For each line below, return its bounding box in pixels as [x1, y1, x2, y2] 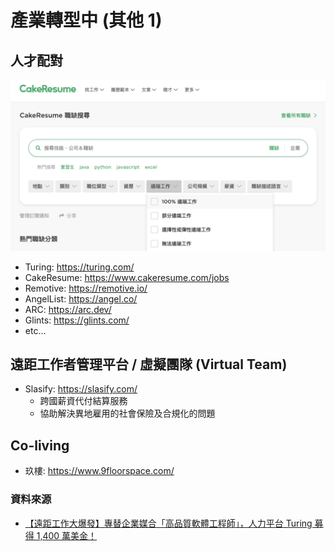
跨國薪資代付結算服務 [39, 395, 128, 407]
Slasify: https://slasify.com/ [24, 383, 138, 395]
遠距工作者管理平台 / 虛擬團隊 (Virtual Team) [10, 356, 288, 373]
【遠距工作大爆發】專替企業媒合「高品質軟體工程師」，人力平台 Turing [24, 517, 313, 529]
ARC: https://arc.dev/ [24, 303, 112, 315]
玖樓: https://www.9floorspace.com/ [24, 465, 175, 477]
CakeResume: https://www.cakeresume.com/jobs [24, 271, 230, 283]
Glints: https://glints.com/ [24, 314, 130, 326]
